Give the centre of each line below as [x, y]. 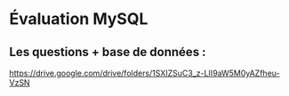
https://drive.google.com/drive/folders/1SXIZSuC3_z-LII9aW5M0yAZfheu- [144, 73]
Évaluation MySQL [79, 19]
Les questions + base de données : [108, 52]
